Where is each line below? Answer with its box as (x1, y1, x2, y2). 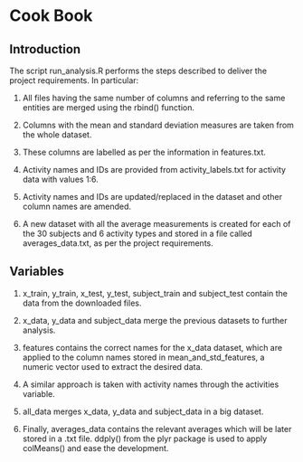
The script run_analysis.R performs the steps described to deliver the (9, 65, 268, 76)
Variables (9, 264, 65, 279)
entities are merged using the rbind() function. (22, 102, 195, 113)
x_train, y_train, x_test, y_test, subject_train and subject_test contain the (22, 288, 288, 298)
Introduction (9, 42, 81, 57)
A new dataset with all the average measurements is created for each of (22, 219, 291, 229)
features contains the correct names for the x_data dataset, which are (22, 342, 283, 353)
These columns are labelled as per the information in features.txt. (22, 146, 267, 157)
